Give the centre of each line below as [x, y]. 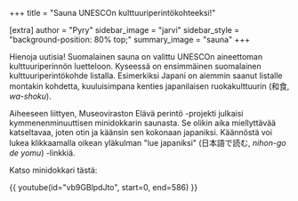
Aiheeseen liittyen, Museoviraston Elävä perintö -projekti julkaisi [126, 113]
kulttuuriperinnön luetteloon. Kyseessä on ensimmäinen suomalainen [135, 66]
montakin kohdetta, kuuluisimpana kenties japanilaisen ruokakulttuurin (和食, [149, 86]
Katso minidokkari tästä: [53, 170]
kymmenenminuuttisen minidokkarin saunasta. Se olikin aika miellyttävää [143, 123]
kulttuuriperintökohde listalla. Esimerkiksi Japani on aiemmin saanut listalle [146, 76]
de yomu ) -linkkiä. [42, 153]
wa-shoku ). [30, 96]
